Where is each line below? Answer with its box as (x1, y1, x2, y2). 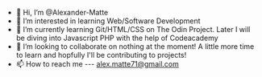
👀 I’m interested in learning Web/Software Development (15, 16, 201, 26)
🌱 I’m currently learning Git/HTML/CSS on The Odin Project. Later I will (15, 25, 251, 34)
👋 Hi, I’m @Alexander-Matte (15, 8, 109, 17)
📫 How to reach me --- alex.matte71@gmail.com (15, 59, 179, 68)
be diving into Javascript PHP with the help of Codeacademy (15, 33, 219, 43)
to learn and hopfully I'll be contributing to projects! (15, 51, 187, 59)
